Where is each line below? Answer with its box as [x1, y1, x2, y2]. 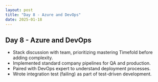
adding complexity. [12, 54, 53, 61]
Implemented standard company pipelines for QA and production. [12, 60, 151, 66]
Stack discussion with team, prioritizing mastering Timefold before [12, 49, 153, 56]
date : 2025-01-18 [5, 17, 42, 22]
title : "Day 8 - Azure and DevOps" [5, 12, 81, 17]
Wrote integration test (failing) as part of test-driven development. [12, 71, 152, 77]
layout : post [5, 7, 33, 13]
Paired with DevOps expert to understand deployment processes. [12, 66, 151, 72]
